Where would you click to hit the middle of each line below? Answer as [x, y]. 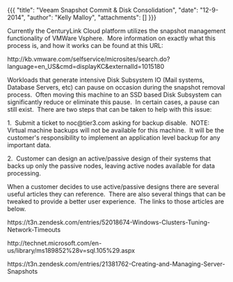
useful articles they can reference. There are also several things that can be [116, 194]
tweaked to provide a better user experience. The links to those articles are [116, 201]
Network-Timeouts [34, 230]
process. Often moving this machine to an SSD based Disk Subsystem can [114, 94]
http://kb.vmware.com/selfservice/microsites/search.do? [89, 59]
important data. [29, 145]
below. [17, 209]
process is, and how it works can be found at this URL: [85, 45]
